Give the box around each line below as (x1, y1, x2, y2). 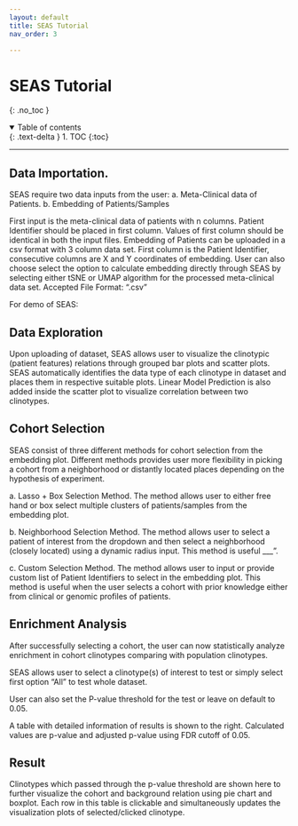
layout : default (9, 12, 69, 22)
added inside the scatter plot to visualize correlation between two (9, 385, 248, 396)
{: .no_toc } (9, 105, 50, 115)
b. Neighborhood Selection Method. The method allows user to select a (9, 526, 271, 537)
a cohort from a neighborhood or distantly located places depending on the (9, 464, 286, 474)
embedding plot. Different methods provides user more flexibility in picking (9, 454, 283, 465)
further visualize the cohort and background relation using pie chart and (9, 788, 272, 799)
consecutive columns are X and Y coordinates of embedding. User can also (9, 254, 286, 265)
